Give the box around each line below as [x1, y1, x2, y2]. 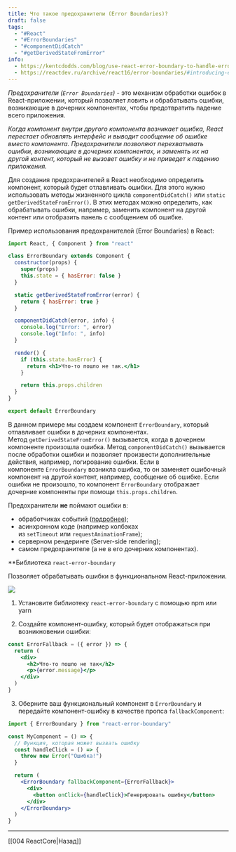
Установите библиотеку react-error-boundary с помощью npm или [18, 598, 217, 607]
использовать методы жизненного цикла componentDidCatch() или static [8, 191, 226, 199]
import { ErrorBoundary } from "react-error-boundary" [8, 720, 172, 728]
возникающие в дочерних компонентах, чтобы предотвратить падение [8, 103, 222, 112]
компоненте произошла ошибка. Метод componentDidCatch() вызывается [8, 442, 225, 451]
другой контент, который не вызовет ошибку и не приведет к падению [8, 154, 220, 162]
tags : [8, 23, 24, 30]
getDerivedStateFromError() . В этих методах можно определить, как [8, 198, 213, 206]
